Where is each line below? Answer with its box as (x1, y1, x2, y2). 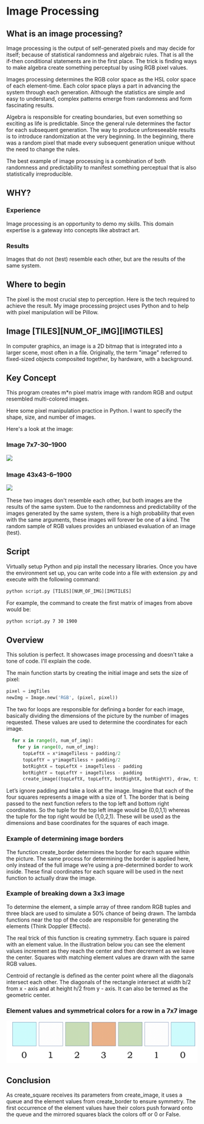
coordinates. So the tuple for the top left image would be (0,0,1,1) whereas (6, 807, 190, 814)
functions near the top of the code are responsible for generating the (6, 916, 179, 923)
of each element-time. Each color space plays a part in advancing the (6, 82, 180, 89)
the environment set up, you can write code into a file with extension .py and (6, 569, 198, 576)
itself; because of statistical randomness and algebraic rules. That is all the (6, 51, 194, 58)
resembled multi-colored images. (6, 395, 89, 402)
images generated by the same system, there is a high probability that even (6, 509, 195, 517)
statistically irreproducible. (6, 170, 73, 178)
